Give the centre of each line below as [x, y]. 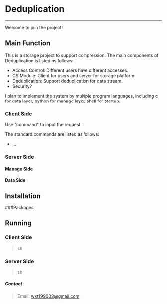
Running [19, 223]
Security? [22, 86]
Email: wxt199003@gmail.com [48, 296]
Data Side [15, 180]
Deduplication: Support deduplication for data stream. [67, 81]
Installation [23, 196]
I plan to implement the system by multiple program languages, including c [82, 96]
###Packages [19, 207]
